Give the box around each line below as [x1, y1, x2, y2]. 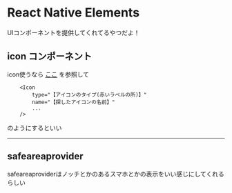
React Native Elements [7, 5, 140, 21]
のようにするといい [7, 123, 62, 132]
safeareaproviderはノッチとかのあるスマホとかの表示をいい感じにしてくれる [7, 170, 224, 178]
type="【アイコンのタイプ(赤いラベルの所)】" [32, 91, 147, 98]
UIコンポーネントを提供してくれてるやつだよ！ [7, 28, 140, 37]
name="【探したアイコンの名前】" [32, 99, 115, 105]
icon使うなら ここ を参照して [7, 70, 90, 79]
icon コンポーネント [7, 50, 92, 63]
